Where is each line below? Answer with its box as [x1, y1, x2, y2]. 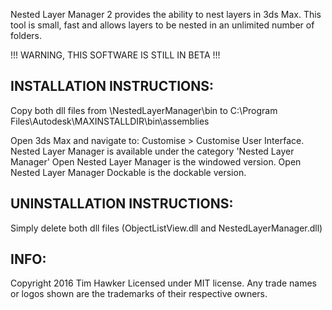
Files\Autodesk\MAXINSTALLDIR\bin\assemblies [10, 115, 210, 127]
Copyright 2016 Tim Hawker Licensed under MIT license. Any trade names [10, 277, 318, 289]
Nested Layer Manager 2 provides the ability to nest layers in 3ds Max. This [10, 9, 322, 20]
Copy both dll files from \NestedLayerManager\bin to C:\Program [10, 104, 278, 116]
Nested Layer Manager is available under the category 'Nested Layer [10, 145, 295, 157]
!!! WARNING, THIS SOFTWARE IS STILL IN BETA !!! [10, 49, 221, 61]
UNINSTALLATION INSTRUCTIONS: [10, 195, 234, 213]
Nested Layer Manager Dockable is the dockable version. [10, 166, 247, 178]
